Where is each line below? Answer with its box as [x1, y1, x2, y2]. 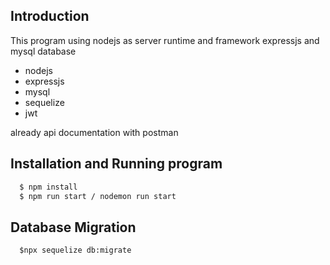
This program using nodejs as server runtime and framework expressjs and [10, 34, 320, 46]
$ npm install [19, 182, 78, 192]
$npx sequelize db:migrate [19, 245, 132, 256]
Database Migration [10, 219, 137, 236]
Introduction [10, 8, 90, 25]
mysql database [10, 45, 77, 57]
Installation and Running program [10, 155, 223, 173]
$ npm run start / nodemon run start [19, 191, 177, 201]
